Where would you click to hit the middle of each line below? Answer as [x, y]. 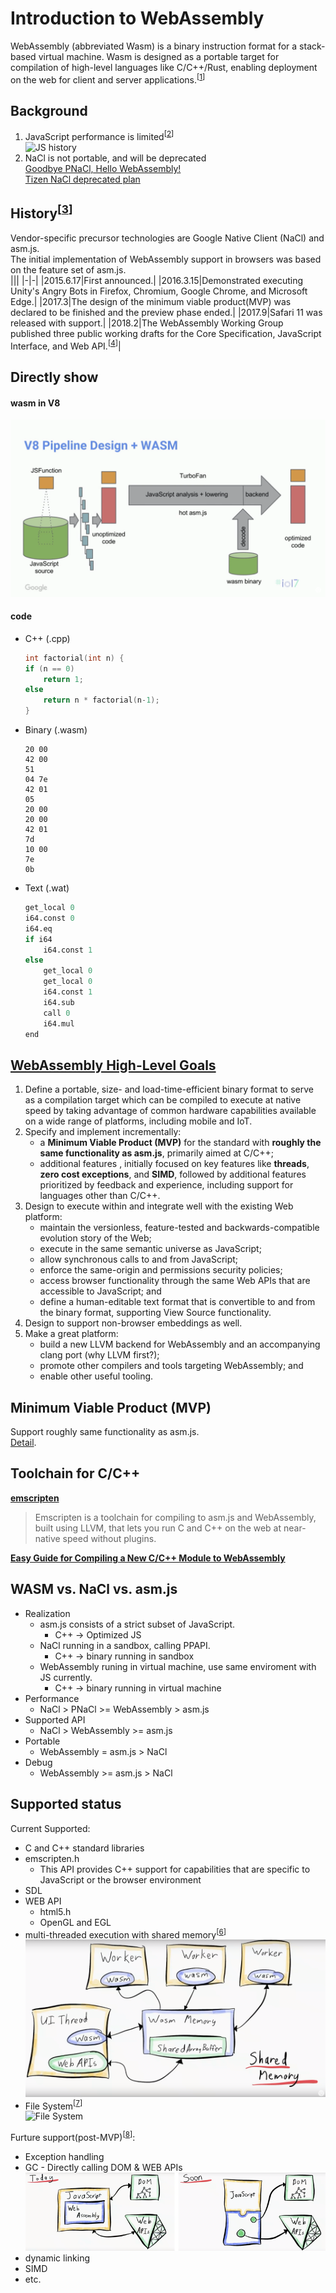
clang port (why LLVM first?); [99, 1355]
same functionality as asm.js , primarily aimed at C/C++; [157, 1153]
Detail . [23, 1443]
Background [49, 110]
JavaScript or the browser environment [120, 1879]
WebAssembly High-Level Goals [113, 1065]
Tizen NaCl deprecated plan [82, 179]
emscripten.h [52, 1858]
